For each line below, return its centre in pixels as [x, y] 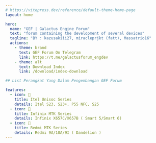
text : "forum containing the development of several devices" [77, 34]
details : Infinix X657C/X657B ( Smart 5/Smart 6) [68, 118]
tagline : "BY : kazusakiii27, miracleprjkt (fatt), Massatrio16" [81, 38]
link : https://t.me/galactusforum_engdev [63, 57]
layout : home [19, 15]
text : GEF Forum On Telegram [50, 52]
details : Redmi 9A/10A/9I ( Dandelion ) [58, 133]
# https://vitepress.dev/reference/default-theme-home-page [71, 10]
